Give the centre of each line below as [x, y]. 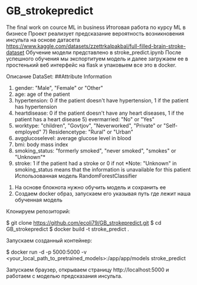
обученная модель [39, 200]
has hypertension [36, 106]
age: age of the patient [42, 94]
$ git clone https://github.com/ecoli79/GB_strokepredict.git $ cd [84, 222]
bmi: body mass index [41, 144]
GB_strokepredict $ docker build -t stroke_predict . [68, 229]
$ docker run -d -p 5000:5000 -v [47, 252]
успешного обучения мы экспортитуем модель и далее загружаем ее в [97, 59]
